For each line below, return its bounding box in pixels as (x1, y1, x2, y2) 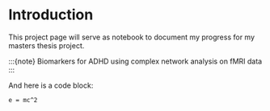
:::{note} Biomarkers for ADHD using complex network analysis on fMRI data (8, 56, 263, 66)
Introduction (8, 6, 94, 24)
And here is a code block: (8, 80, 94, 90)
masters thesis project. (8, 40, 85, 50)
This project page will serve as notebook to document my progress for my (8, 32, 255, 42)
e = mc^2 (8, 96, 38, 104)
